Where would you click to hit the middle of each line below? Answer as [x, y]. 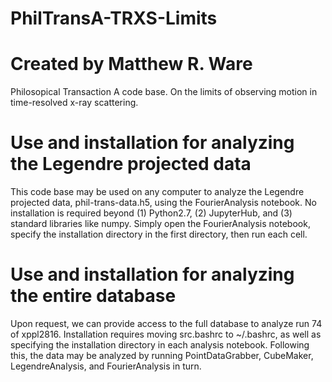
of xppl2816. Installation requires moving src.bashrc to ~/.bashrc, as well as [166, 334]
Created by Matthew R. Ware [131, 64]
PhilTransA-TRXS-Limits [114, 18]
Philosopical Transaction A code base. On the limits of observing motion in [164, 92]
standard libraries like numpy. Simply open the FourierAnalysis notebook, [160, 224]
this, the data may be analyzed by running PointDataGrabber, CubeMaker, [162, 355]
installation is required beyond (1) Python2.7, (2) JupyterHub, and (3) [151, 213]
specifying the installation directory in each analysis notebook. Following [160, 345]
